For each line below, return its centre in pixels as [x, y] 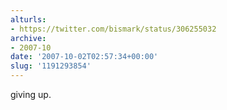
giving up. [31, 94]
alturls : [28, 19]
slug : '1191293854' [51, 66]
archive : [28, 38]
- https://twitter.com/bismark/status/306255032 [113, 29]
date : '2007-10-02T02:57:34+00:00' [84, 57]
